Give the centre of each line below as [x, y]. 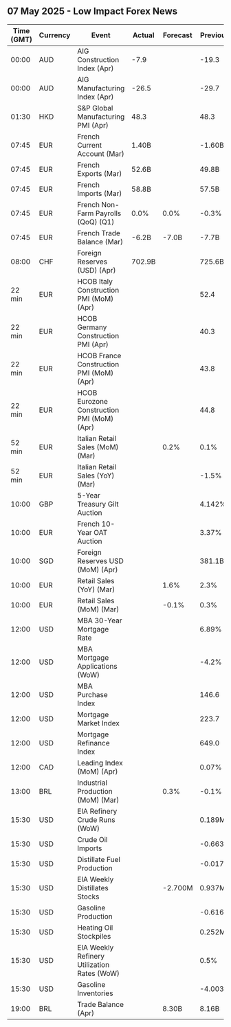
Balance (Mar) [100, 242]
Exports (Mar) [99, 173]
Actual [143, 35]
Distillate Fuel [98, 859]
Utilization [93, 964]
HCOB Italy [95, 281]
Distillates [92, 888]
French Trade [98, 233]
